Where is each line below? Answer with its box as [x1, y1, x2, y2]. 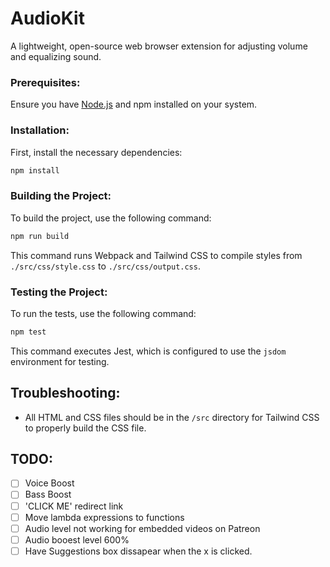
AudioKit [10, 7, 85, 30]
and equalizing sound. [10, 50, 102, 62]
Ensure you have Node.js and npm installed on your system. [10, 98, 258, 111]
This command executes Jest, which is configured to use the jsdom [10, 345, 287, 357]
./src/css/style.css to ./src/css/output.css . [10, 260, 201, 272]
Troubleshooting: [10, 385, 121, 402]
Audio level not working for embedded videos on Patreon [24, 522, 261, 534]
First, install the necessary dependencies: [10, 146, 183, 158]
